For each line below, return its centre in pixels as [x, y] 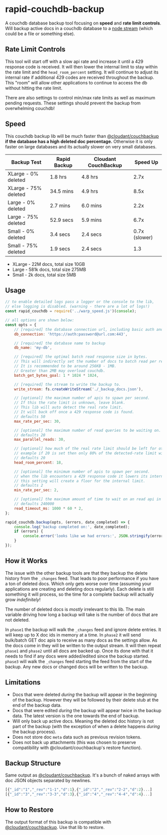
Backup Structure [33, 763]
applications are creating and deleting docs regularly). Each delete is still [80, 589]
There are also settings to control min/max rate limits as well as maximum [80, 97]
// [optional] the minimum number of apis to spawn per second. [82, 471]
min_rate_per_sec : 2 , [36, 490]
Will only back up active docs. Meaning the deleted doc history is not [83, 721]
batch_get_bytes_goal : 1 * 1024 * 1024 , [56, 375]
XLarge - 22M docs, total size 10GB [49, 264]
